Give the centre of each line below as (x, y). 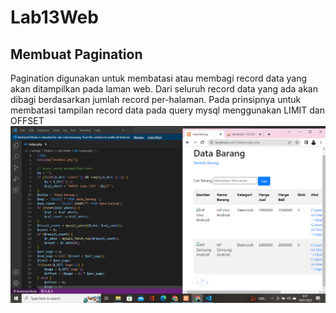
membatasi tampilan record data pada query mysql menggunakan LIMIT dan (167, 110)
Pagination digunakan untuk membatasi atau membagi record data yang (159, 78)
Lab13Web (54, 17)
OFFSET (27, 120)
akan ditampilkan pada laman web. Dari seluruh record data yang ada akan (164, 89)
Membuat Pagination (76, 54)
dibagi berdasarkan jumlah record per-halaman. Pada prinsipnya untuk (156, 99)
